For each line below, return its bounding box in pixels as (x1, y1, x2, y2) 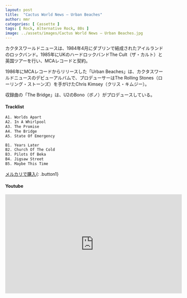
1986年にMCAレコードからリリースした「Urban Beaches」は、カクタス (5, 68, 155, 74)
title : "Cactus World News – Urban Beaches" (5, 12, 102, 17)
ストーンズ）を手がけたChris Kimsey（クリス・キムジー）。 (27, 81, 150, 87)
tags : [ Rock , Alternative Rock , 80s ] (5, 26, 89, 31)
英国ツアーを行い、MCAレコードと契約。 (5, 58, 91, 63)
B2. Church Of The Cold (5, 147, 55, 153)
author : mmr (5, 17, 30, 22)
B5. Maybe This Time (5, 162, 49, 167)
